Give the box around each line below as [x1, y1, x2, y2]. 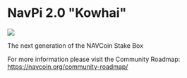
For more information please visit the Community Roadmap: [7, 55, 181, 63]
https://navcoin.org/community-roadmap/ [7, 62, 128, 71]
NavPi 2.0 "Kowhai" [7, 5, 127, 21]
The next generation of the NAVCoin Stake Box [7, 41, 143, 50]
